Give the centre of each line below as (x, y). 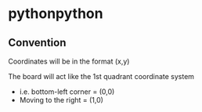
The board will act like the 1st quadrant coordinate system (101, 76)
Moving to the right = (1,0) (61, 100)
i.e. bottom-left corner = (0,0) (67, 92)
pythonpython (56, 14)
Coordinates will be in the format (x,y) (69, 61)
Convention (37, 43)
